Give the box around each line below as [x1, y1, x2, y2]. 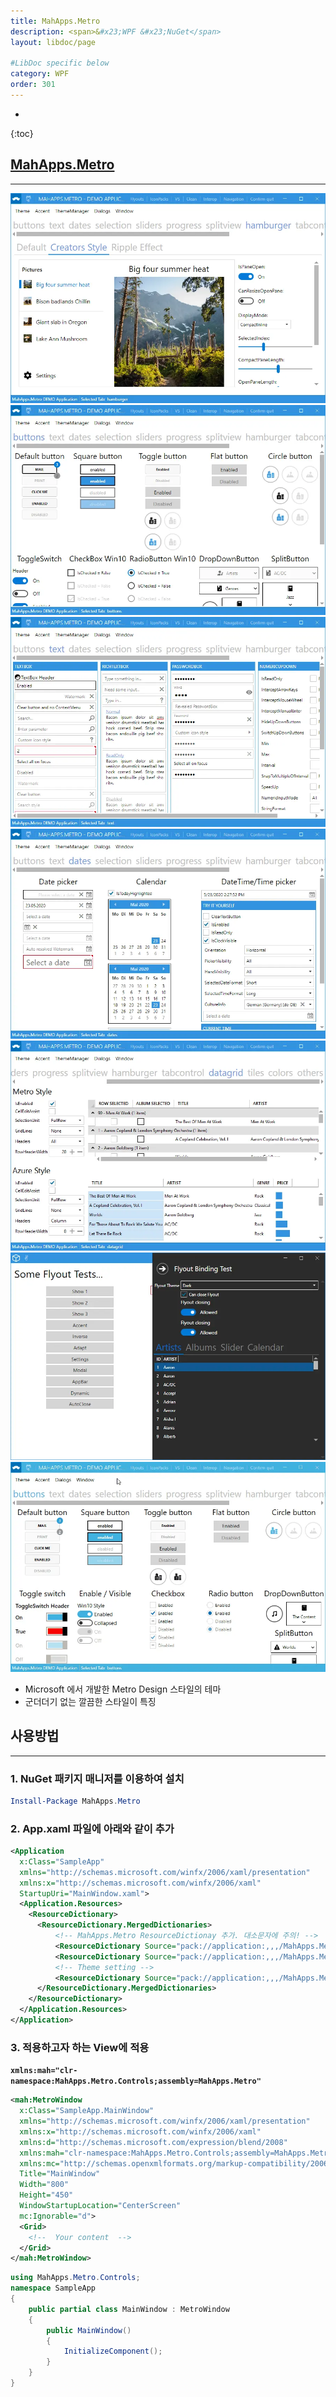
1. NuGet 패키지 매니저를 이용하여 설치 [10, 1771, 185, 1785]
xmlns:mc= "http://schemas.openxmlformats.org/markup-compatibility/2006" [19, 2158, 333, 2169]
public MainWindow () [46, 2325, 132, 2335]
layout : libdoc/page [10, 37, 97, 47]
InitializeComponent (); [63, 2346, 163, 2357]
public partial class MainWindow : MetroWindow [28, 2304, 230, 2314]
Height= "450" [19, 2190, 74, 2200]
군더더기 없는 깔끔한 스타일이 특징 [24, 1695, 157, 1707]
